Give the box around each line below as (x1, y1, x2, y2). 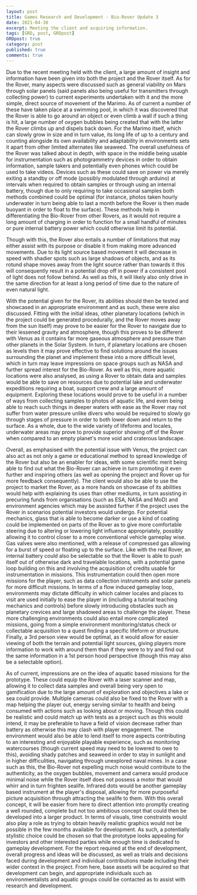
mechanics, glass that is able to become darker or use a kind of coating (6, 515, 179, 522)
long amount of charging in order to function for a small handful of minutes (6, 218, 186, 225)
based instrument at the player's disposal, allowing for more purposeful (6, 788, 179, 795)
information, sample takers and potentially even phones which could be (6, 162, 179, 169)
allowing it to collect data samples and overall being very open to (6, 682, 163, 689)
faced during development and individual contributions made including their (6, 857, 189, 864)
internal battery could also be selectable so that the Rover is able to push (6, 552, 182, 559)
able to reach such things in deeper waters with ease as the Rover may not (6, 403, 186, 410)
